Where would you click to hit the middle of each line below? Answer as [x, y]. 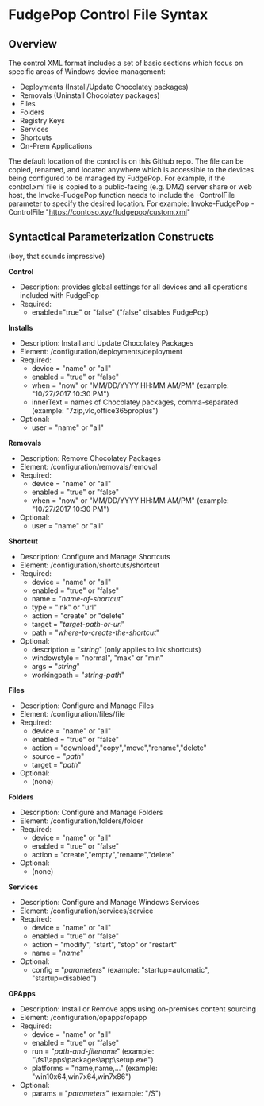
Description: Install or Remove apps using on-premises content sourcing [138, 1009]
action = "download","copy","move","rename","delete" [119, 748]
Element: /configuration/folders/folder [82, 821]
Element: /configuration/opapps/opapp [83, 1017]
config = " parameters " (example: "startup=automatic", [121, 969]
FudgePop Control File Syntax [108, 15]
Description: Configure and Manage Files [87, 706]
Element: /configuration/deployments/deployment [101, 351]
